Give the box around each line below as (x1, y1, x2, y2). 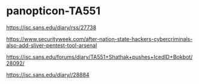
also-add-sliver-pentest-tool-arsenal (6, 42, 97, 49)
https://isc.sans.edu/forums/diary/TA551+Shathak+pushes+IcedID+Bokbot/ (6, 53, 193, 60)
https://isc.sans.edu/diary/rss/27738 (6, 24, 97, 31)
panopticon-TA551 (6, 4, 101, 18)
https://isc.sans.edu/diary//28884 (6, 71, 90, 78)
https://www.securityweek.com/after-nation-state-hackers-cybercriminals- (6, 35, 193, 42)
